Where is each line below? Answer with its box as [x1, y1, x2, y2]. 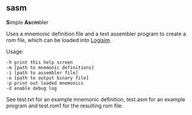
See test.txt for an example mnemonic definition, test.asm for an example [6, 95, 185, 103]
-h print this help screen [6, 59, 73, 65]
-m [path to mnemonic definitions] [6, 65, 95, 71]
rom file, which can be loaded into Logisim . [6, 36, 112, 43]
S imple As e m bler [6, 18, 49, 25]
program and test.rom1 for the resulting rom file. [6, 102, 124, 109]
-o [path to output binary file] [6, 75, 89, 81]
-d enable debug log [6, 85, 58, 91]
